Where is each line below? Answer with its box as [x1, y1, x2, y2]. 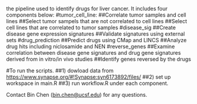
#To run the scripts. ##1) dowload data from [6, 67, 114, 74]
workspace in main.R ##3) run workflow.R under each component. [6, 80, 169, 87]
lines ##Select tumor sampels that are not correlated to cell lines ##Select [6, 18, 188, 24]
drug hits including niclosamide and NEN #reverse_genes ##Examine [6, 43, 175, 50]
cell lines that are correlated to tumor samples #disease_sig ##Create [6, 24, 176, 31]
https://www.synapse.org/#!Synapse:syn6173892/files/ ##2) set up [6, 74, 171, 80]
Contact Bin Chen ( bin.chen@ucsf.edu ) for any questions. [6, 92, 147, 98]
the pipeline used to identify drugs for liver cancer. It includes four [6, 5, 168, 12]
